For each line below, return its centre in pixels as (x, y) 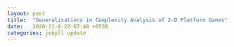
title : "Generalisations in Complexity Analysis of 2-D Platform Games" (118, 20)
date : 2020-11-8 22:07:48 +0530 (58, 26)
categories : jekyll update (47, 33)
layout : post (26, 13)
